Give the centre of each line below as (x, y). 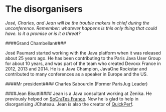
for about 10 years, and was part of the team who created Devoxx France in (83, 63)
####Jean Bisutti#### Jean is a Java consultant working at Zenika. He (78, 93)
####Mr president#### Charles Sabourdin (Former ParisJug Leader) (76, 84)
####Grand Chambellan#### (36, 43)
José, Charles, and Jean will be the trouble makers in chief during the (77, 23)
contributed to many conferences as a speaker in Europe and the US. (76, 74)
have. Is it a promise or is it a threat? (43, 33)
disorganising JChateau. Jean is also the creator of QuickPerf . (69, 104)
